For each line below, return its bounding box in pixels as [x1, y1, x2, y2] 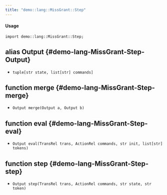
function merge [5, 83, 54, 92]
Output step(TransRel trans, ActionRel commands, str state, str [12, 181, 151, 186]
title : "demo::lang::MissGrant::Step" [5, 7, 86, 13]
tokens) [12, 146, 28, 151]
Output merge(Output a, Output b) [12, 106, 84, 111]
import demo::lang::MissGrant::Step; [5, 34, 84, 39]
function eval [5, 119, 47, 128]
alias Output [5, 48, 44, 56]
